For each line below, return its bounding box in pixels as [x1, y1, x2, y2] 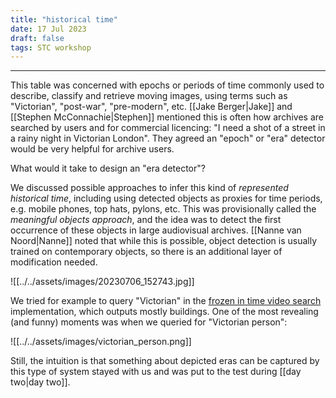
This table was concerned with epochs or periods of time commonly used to [10, 79, 325, 91]
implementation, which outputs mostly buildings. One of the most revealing [10, 306, 319, 318]
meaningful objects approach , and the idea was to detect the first [10, 214, 282, 226]
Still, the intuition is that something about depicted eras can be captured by [10, 355, 320, 367]
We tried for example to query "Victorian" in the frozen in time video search [10, 295, 322, 307]
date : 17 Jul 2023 [10, 24, 87, 34]
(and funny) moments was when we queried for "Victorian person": [10, 316, 288, 328]
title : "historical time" [10, 14, 118, 25]
